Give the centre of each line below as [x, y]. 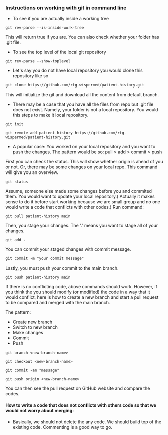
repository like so [30, 76]
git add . [16, 240]
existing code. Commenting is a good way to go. [62, 427]
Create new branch [32, 322]
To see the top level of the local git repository [59, 52]
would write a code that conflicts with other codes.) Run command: [75, 207]
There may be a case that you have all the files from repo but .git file [83, 104]
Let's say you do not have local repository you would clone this [77, 71]
